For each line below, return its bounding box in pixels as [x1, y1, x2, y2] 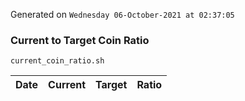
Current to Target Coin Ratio [10, 33, 150, 47]
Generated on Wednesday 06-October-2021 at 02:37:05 [10, 9, 235, 20]
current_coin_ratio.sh [10, 56, 105, 66]
